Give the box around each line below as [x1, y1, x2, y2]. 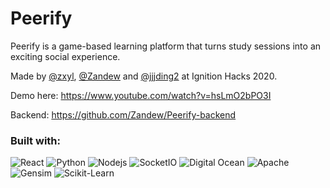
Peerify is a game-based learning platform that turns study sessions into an [10, 40, 322, 52]
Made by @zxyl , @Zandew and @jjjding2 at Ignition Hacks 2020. [10, 70, 278, 82]
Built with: [10, 133, 61, 147]
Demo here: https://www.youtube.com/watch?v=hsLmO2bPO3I [10, 89, 272, 101]
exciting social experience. [10, 50, 121, 62]
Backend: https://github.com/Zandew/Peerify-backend [10, 108, 237, 121]
